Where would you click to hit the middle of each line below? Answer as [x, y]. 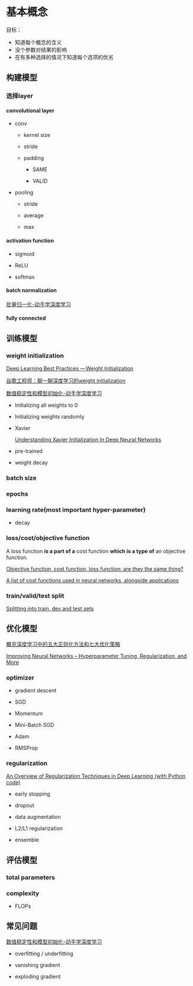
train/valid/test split [35, 595]
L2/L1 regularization [39, 828]
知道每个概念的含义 [38, 42]
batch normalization [32, 291]
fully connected [26, 318]
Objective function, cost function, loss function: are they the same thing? [95, 569]
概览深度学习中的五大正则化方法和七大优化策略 [63, 644]
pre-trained [29, 451]
